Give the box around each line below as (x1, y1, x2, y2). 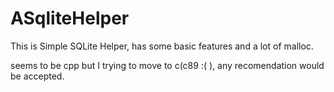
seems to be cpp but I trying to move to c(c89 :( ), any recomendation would (10, 59, 325, 71)
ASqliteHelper (10, 7, 130, 30)
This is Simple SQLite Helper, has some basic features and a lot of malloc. (10, 40, 314, 52)
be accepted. (10, 70, 65, 82)
